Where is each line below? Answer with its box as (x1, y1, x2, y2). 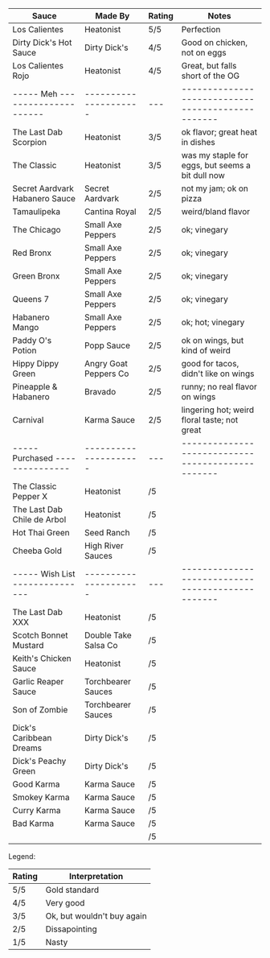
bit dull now (181, 170, 225, 180)
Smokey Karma (12, 792, 70, 803)
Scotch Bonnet (12, 630, 68, 641)
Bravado (84, 386, 117, 397)
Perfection (181, 24, 221, 35)
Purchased (12, 452, 54, 464)
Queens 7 (12, 294, 50, 304)
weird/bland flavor (181, 206, 251, 217)
